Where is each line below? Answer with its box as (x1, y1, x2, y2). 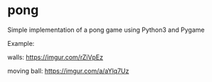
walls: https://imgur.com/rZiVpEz (7, 52, 104, 61)
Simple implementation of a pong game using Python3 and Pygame (7, 25, 205, 34)
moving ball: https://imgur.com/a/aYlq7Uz (7, 66, 129, 75)
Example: (7, 39, 35, 47)
